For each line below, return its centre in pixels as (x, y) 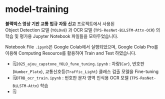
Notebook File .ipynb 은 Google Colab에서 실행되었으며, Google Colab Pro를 (82, 46)
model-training (37, 9)
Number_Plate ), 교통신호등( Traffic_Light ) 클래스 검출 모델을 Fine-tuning (86, 71)
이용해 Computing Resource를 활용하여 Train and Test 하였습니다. (71, 53)
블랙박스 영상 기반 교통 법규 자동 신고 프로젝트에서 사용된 (60, 23)
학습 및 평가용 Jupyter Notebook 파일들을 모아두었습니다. (62, 36)
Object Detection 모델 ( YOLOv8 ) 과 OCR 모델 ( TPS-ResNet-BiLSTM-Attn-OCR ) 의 (83, 30)
